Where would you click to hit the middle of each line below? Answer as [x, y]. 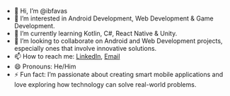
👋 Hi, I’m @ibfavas [41, 11]
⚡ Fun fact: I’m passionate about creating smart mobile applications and [119, 74]
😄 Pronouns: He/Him [45, 66]
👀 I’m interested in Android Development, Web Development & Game [114, 18]
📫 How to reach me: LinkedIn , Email [67, 56]
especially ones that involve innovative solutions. [85, 48]
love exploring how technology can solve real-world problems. [105, 84]
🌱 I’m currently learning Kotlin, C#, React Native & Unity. [96, 33]
